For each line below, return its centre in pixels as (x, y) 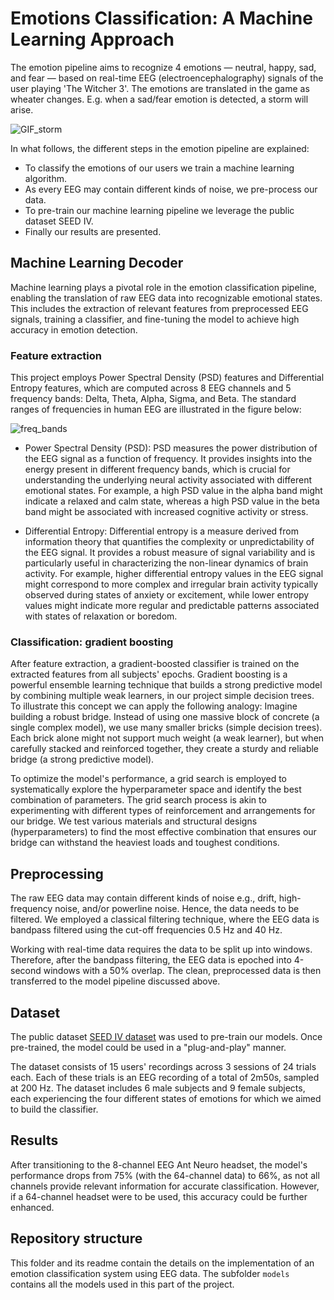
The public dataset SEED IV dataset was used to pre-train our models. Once (166, 1036)
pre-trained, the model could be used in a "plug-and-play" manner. (148, 1047)
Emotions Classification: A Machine (161, 18)
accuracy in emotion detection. (74, 329)
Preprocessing (57, 873)
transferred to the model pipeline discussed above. (115, 981)
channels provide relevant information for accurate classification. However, (165, 1186)
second (26, 971)
